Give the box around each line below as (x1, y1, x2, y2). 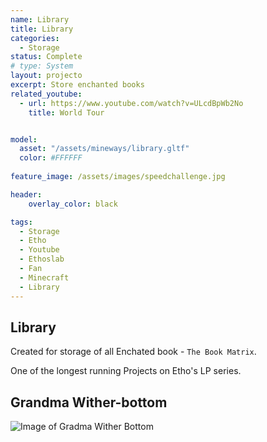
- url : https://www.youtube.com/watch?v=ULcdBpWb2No (19, 98, 244, 108)
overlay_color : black (28, 199, 118, 209)
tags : (10, 217, 33, 227)
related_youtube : (10, 89, 83, 99)
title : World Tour (28, 107, 105, 118)
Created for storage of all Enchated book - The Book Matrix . (10, 346, 257, 358)
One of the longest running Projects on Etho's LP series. (10, 365, 242, 377)
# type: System (10, 61, 74, 71)
